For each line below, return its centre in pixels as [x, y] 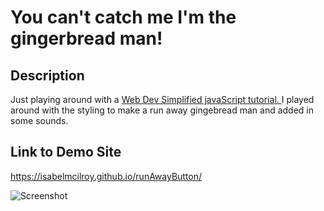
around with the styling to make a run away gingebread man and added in [162, 110]
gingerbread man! [86, 38]
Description [47, 75]
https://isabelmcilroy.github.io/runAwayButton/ [106, 176]
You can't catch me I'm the [123, 17]
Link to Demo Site [66, 152]
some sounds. [39, 120]
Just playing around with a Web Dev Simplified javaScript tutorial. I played [162, 99]
